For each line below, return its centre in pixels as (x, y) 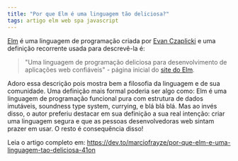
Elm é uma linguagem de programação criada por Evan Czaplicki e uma (112, 40)
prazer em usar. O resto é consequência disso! (75, 128)
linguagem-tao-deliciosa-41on (51, 150)
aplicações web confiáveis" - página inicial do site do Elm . (109, 70)
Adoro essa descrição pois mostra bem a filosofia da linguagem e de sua (114, 83)
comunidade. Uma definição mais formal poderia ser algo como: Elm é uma (117, 91)
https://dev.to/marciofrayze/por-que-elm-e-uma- (159, 142)
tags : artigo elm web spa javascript (63, 21)
